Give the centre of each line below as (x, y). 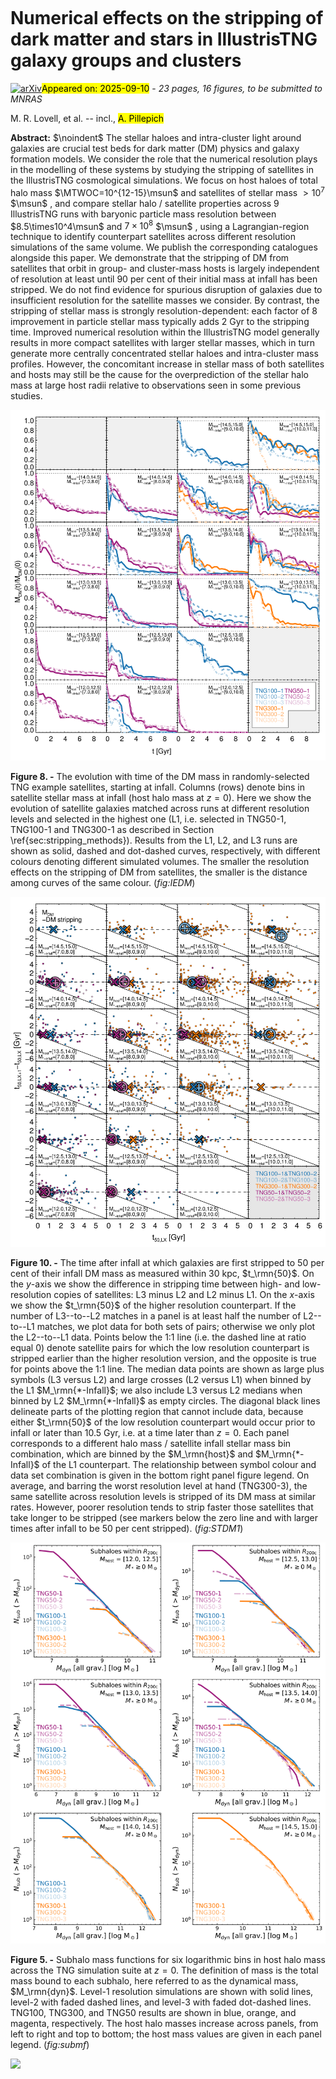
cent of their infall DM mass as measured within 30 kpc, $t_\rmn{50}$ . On (162, 1273)
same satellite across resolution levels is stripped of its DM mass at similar (163, 1496)
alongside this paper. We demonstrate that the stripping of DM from (150, 258)
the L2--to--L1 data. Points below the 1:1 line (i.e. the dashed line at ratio (158, 1337)
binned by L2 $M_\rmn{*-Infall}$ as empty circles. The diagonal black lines (165, 1400)
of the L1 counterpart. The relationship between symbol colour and (179, 1464)
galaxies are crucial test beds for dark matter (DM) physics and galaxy (155, 148)
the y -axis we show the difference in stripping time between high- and (155, 1284)
